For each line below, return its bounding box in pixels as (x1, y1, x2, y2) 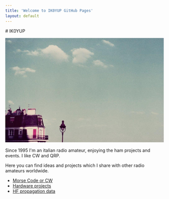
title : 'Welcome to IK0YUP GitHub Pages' (5, 8, 94, 13)
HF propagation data (12, 188, 55, 194)
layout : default (5, 13, 39, 19)
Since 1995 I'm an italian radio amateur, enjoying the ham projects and (5, 147, 151, 153)
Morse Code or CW (12, 177, 53, 183)
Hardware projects (12, 182, 51, 188)
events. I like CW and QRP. (5, 152, 60, 158)
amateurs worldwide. (5, 167, 49, 173)
